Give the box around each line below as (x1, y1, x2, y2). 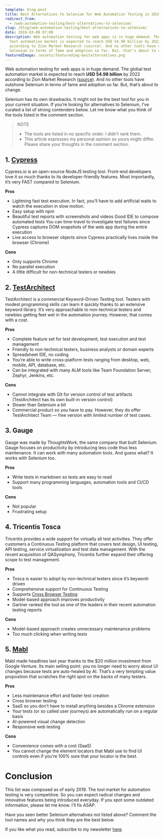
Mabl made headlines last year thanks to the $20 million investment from (5, 658, 151, 664)
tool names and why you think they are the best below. (5, 817, 115, 823)
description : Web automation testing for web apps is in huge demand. (5, 35, 152, 40)
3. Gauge (5, 427, 33, 435)
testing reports (12, 607, 42, 613)
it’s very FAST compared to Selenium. (5, 179, 81, 185)
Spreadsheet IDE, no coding (12, 352, 69, 358)
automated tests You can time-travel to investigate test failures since (12, 219, 150, 225)
